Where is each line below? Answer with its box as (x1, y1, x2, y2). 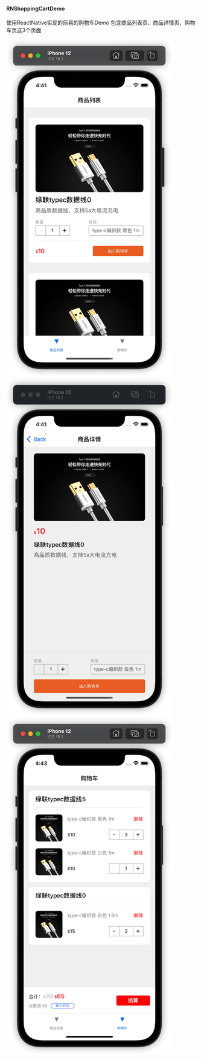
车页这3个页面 (6, 27, 42, 34)
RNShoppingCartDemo (6, 5, 65, 12)
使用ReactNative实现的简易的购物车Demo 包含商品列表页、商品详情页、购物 (6, 19, 196, 27)
